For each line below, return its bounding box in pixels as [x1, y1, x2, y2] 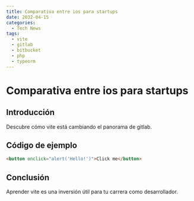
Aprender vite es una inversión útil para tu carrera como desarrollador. [6, 188, 178, 195]
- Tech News [11, 25, 42, 31]
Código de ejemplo [6, 140, 77, 150]
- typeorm [11, 58, 36, 64]
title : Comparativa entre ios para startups [6, 8, 118, 15]
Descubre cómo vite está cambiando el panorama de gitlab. [6, 123, 152, 130]
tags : [6, 31, 20, 37]
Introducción [6, 107, 55, 117]
